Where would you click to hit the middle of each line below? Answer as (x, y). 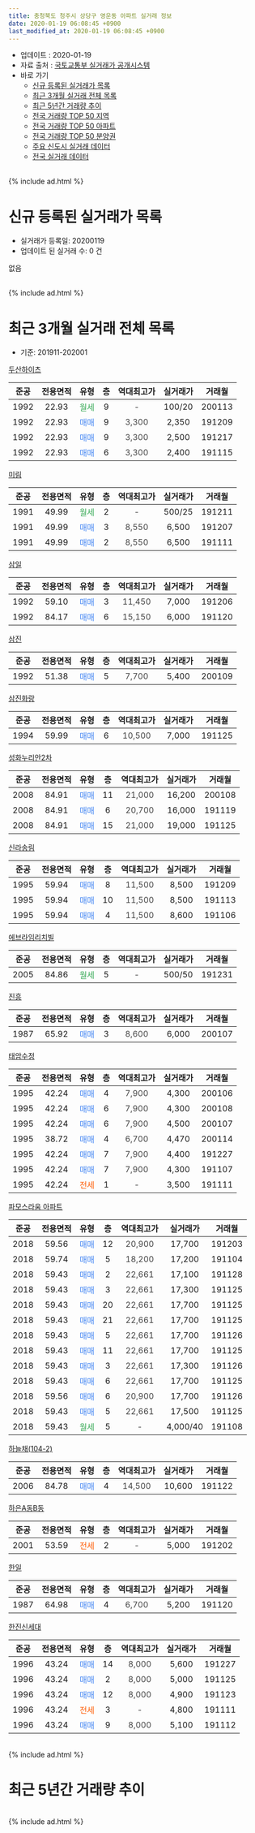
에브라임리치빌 (32, 938)
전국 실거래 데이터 (60, 157)
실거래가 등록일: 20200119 (62, 241)
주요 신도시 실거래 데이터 (71, 146)
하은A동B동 (26, 1508)
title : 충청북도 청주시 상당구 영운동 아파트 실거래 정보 (90, 16)
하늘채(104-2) (30, 1449)
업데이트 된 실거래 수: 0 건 (61, 251)
